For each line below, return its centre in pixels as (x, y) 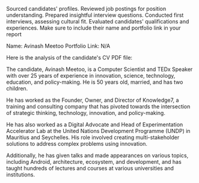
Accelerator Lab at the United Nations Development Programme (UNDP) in (98, 131)
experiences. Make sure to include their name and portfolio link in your (94, 28)
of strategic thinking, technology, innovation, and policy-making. (86, 113)
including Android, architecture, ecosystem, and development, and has (94, 162)
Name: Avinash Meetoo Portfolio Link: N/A (58, 46)
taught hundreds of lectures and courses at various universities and (90, 168)
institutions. (20, 175)
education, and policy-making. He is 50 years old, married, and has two (95, 82)
